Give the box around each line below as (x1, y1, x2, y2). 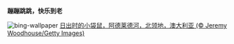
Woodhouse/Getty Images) (7, 29, 85, 37)
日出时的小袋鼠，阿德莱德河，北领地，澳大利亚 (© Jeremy (59, 21, 227, 30)
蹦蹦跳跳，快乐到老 (7, 7, 63, 14)
